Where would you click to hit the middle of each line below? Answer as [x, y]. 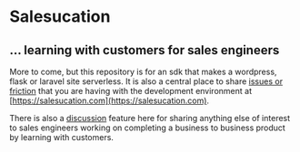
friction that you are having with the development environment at [131, 91]
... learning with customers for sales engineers [145, 50]
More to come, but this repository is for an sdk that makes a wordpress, [143, 71]
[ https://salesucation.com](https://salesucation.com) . [110, 100]
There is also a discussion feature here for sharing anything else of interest [150, 118]
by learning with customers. [61, 137]
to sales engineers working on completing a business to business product [148, 128]
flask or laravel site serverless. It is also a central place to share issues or [146, 81]
